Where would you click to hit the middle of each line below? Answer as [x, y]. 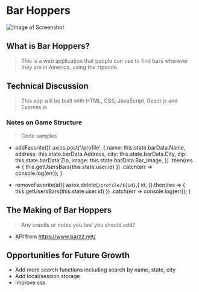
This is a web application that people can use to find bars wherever [105, 60]
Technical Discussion [47, 86]
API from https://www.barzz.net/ [55, 236]
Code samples [39, 136]
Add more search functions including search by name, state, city [95, 270]
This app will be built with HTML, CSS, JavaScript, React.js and [99, 101]
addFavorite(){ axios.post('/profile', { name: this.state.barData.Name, [100, 147]
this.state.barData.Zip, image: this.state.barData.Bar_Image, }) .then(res [104, 160]
